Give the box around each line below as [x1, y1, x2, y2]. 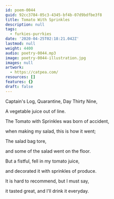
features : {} [5, 79, 33, 84]
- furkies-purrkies [10, 31, 52, 37]
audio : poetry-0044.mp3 [5, 50, 56, 56]
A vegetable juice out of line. [5, 108, 66, 114]
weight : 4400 [5, 46, 33, 51]
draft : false [5, 84, 33, 89]
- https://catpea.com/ [10, 70, 59, 75]
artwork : [5, 65, 24, 70]
